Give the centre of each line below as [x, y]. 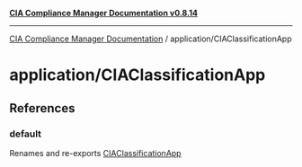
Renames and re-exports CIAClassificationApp [95, 153]
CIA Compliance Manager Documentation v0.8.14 [103, 13]
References [42, 108]
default [26, 134]
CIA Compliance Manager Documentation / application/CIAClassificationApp [151, 39]
